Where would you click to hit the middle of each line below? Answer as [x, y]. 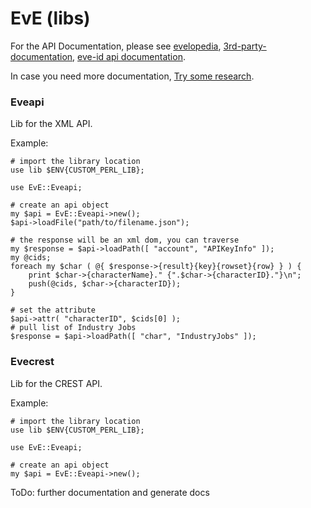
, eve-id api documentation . [129, 56]
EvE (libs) [50, 18]
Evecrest [32, 362]
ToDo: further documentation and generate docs [110, 492]
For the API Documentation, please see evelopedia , [116, 46]
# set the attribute [53, 310]
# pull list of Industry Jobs [73, 328]
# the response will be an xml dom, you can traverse [125, 240]
